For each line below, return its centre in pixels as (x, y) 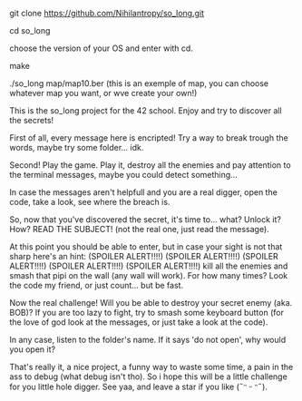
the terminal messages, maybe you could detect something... (123, 175)
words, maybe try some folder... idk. (77, 147)
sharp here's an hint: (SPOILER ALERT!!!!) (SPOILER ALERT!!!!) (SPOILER (144, 256)
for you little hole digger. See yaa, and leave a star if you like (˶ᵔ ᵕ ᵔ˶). (138, 386)
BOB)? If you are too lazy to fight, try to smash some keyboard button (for (146, 313)
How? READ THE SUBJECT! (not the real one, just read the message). (139, 229)
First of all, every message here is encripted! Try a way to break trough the (149, 138)
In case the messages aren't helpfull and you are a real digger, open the (144, 192)
